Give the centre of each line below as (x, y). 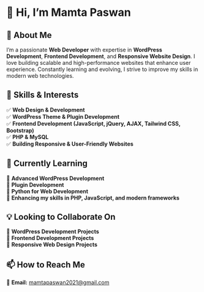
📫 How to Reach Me (46, 265)
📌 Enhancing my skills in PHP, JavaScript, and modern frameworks (93, 198)
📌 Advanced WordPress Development (55, 178)
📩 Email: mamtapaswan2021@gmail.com (58, 283)
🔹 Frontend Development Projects (50, 238)
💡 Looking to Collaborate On (61, 217)
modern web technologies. (40, 76)
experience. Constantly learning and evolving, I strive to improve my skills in (102, 69)
